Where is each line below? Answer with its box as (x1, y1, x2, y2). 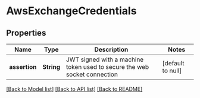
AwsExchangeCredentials (6, 4, 137, 18)
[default (162, 59, 185, 67)
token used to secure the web (65, 63, 149, 71)
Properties (6, 28, 46, 38)
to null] (162, 67, 182, 75)
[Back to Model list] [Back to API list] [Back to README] (6, 86, 143, 93)
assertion (9, 63, 37, 71)
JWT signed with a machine (65, 55, 144, 64)
